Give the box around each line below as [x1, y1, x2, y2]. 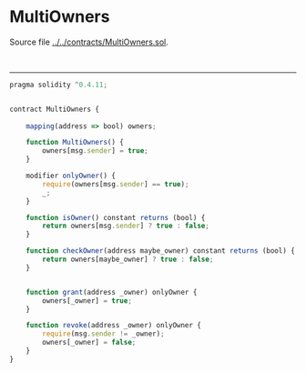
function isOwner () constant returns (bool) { [25, 213, 206, 222]
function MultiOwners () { [25, 138, 125, 147]
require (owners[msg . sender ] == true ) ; [42, 179, 189, 188]
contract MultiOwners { [9, 105, 100, 114]
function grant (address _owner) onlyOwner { [25, 287, 198, 297]
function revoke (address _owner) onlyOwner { [25, 321, 202, 330]
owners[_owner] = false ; [42, 338, 137, 347]
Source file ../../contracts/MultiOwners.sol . [9, 36, 168, 47]
